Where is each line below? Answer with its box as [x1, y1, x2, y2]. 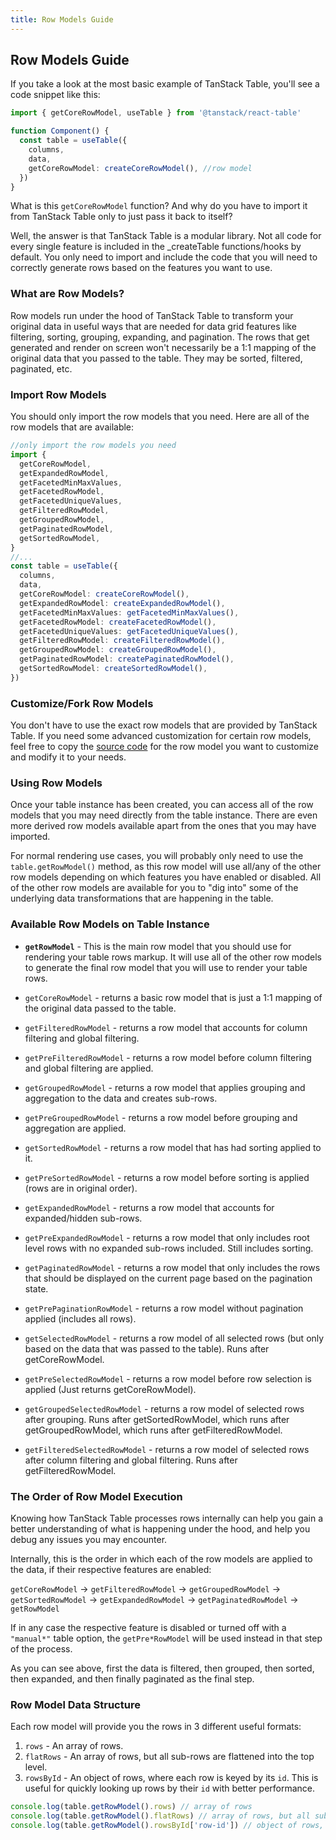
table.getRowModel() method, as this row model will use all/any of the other [10, 861, 322, 873]
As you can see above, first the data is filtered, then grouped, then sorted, [10, 1662, 315, 1674]
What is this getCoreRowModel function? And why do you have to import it [10, 200, 308, 212]
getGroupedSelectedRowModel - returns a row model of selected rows [24, 1402, 305, 1415]
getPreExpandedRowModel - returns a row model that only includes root [24, 1231, 310, 1243]
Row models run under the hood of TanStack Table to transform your [10, 309, 294, 321]
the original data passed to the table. [24, 1002, 177, 1014]
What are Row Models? [10, 287, 125, 301]
